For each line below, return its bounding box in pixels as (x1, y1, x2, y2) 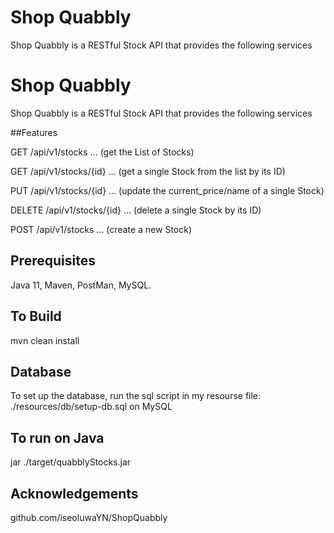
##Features (10, 126, 58, 138)
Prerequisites (10, 252, 96, 270)
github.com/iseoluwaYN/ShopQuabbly (10, 511, 168, 523)
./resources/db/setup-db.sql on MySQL (10, 401, 173, 413)
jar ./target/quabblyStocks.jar (10, 456, 132, 468)
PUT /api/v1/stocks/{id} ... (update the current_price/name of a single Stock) (10, 184, 325, 196)
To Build (10, 308, 62, 325)
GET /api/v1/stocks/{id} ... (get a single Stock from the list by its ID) (10, 165, 286, 177)
